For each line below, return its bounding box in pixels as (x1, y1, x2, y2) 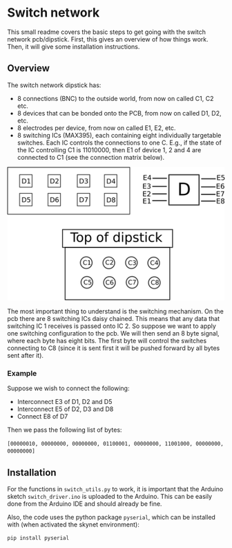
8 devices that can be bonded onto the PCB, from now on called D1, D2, (17, 109, 222, 117)
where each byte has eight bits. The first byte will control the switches (7, 336, 207, 345)
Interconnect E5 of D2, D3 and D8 (17, 405, 114, 413)
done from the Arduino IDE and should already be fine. (7, 500, 162, 508)
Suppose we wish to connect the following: (7, 384, 130, 392)
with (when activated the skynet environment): (7, 520, 139, 529)
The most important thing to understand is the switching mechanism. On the (7, 307, 224, 316)
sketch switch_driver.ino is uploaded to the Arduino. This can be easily (7, 492, 213, 500)
